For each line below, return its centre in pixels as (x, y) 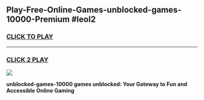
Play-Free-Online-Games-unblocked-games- (94, 10)
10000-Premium (38, 20)
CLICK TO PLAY (30, 37)
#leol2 (83, 20)
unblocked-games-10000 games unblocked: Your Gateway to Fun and (97, 84)
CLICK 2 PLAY (27, 59)
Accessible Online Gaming (40, 90)
